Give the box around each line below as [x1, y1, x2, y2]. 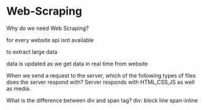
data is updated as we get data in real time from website [6, 60, 148, 67]
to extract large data [6, 48, 58, 56]
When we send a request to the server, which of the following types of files [6, 71, 196, 79]
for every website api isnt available [6, 36, 94, 43]
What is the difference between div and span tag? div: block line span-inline [6, 97, 198, 104]
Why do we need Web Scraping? [6, 24, 89, 32]
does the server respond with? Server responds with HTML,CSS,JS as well [6, 78, 195, 86]
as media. [6, 84, 31, 92]
